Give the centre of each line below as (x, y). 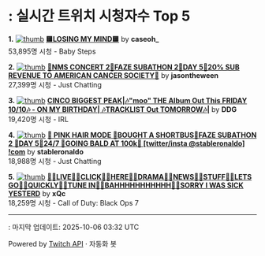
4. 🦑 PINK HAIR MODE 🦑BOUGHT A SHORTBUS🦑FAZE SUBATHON (132, 135)
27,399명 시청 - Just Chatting (55, 84)
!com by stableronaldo (46, 151)
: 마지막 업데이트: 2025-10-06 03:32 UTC (74, 227)
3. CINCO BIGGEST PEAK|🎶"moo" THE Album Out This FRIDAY (128, 100)
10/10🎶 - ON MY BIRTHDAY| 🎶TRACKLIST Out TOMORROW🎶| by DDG (123, 109)
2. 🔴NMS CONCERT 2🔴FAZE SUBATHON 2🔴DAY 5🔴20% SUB (124, 67)
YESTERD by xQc (37, 193)
